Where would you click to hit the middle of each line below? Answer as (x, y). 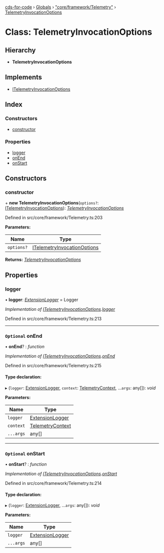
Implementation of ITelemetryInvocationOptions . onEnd (60, 356)
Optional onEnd (24, 336)
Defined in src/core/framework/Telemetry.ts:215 (53, 366)
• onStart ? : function (26, 464)
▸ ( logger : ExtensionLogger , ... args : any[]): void (52, 505)
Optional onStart (25, 453)
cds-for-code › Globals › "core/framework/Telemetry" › (61, 7)
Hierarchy (20, 50)
